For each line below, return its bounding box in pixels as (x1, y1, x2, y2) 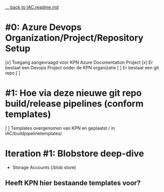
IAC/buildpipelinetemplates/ (5, 130, 62, 136)
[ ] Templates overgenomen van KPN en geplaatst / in (5, 125, 115, 131)
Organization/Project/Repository (5, 32, 144, 44)
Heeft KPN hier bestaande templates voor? (5, 179, 141, 188)
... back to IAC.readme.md (5, 4, 59, 10)
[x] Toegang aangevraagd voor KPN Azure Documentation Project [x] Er (5, 59, 153, 65)
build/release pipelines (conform (5, 98, 144, 109)
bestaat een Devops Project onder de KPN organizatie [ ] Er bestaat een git (5, 64, 160, 70)
